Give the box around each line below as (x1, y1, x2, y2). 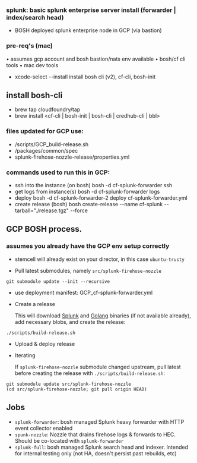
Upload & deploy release (14, 340, 75, 347)
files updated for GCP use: (6, 127, 84, 136)
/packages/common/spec (14, 147, 78, 154)
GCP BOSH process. (6, 224, 82, 234)
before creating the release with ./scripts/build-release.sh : (14, 369, 165, 377)
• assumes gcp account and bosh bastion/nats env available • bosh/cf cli (6, 55, 186, 62)
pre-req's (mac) (6, 42, 53, 50)
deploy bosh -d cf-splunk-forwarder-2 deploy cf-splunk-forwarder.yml (14, 194, 188, 201)
